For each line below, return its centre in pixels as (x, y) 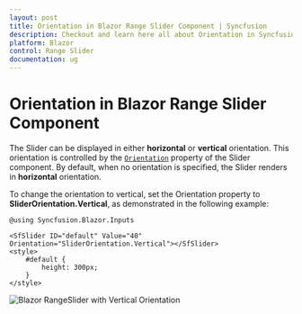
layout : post (34, 18)
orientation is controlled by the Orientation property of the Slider (130, 157)
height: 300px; (70, 267)
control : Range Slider (52, 51)
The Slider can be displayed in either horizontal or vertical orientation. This (149, 148)
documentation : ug (44, 59)
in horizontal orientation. (55, 176)
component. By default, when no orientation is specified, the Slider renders (148, 166)
